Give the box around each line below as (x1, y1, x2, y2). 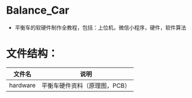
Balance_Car (6, 4, 69, 17)
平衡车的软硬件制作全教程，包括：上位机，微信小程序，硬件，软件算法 (14, 24, 187, 31)
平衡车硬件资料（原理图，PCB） (41, 81, 131, 90)
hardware (9, 81, 36, 89)
